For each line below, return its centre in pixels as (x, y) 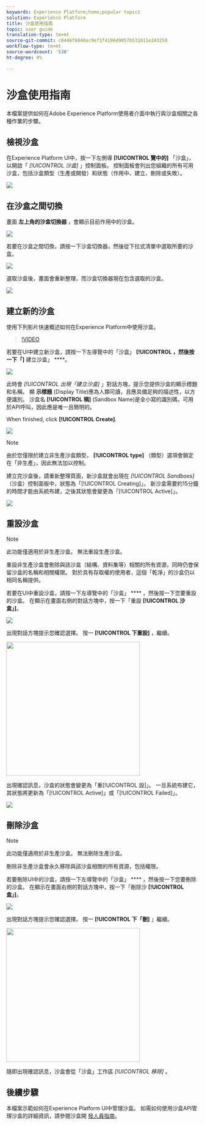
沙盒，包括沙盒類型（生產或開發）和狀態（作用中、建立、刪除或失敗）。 (96, 173)
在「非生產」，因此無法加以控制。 (48, 463)
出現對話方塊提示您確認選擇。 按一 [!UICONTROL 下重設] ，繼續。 (89, 633)
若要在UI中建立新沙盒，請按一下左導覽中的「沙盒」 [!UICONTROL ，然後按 (100, 352)
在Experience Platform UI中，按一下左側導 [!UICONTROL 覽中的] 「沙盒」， (100, 158)
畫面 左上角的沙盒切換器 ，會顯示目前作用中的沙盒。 (72, 222)
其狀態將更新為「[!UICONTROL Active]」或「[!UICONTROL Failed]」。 (94, 792)
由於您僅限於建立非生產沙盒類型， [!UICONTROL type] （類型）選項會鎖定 (100, 455)
